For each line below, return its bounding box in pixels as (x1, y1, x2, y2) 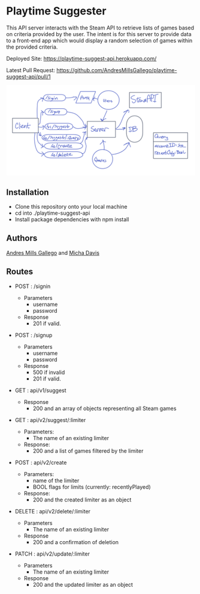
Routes (6, 266, 34, 277)
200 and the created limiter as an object (32, 496, 132, 503)
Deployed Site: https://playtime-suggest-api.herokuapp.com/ (6, 55, 157, 62)
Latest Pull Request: (6, 66, 56, 73)
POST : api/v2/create (14, 459, 67, 466)
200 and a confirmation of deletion (32, 538, 119, 545)
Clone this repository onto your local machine (14, 203, 128, 210)
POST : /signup (14, 331, 53, 338)
